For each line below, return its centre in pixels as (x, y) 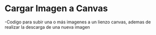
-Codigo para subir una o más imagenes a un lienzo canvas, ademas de (78, 22)
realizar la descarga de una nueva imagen (47, 27)
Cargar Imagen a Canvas (56, 9)
